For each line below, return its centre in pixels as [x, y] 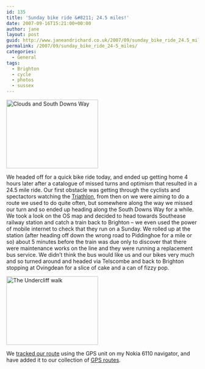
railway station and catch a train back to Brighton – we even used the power [102, 222]
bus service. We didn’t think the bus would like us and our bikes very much [100, 255]
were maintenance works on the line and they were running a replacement [100, 248]
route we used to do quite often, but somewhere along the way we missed [99, 203]
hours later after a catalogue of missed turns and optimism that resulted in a [102, 183]
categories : [21, 52]
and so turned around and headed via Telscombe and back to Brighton [95, 261]
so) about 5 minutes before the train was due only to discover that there [97, 242]
